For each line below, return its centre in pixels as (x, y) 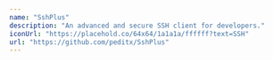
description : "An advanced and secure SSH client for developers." (137, 26)
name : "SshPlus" (39, 17)
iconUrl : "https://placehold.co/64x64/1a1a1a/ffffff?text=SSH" (129, 34)
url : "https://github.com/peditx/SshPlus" (89, 42)
